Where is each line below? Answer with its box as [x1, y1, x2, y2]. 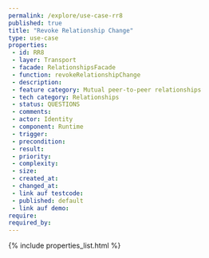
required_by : [8, 219, 52, 227]
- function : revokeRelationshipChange [11, 71, 141, 79]
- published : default [11, 197, 84, 205]
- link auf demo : [11, 204, 69, 212]
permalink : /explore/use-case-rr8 [8, 11, 124, 20]
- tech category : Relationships [11, 93, 120, 101]
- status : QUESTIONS [11, 100, 81, 108]
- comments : [11, 108, 52, 116]
